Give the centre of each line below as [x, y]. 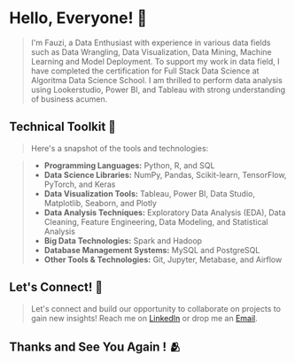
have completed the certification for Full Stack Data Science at [145, 71]
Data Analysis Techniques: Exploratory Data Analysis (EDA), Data [165, 212]
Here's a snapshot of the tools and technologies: [120, 148]
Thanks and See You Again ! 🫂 [95, 347]
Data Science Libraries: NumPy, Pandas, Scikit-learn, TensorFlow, [165, 174]
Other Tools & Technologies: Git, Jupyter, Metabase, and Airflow [163, 259]
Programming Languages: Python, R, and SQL [129, 165]
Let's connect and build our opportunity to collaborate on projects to [156, 308]
